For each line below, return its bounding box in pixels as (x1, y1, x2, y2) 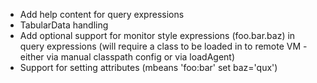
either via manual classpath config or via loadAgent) (19, 51, 236, 63)
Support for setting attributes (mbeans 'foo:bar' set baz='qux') (19, 62, 278, 73)
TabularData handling (19, 19, 109, 31)
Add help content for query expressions (19, 9, 185, 20)
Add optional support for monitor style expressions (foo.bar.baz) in (19, 30, 296, 41)
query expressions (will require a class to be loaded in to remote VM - (19, 40, 308, 52)
